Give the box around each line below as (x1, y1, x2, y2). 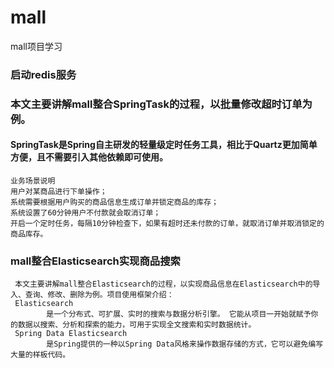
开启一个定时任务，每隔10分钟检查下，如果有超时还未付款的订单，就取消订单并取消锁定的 (10, 218, 325, 228)
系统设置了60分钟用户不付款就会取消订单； (10, 207, 162, 218)
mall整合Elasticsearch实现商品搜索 (10, 254, 181, 268)
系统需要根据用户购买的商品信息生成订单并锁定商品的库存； (10, 197, 219, 207)
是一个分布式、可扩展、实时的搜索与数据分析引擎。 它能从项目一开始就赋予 (46, 309, 312, 320)
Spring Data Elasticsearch (14, 329, 128, 339)
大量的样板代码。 (10, 350, 71, 360)
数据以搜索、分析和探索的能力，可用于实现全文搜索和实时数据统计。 (17, 320, 257, 330)
